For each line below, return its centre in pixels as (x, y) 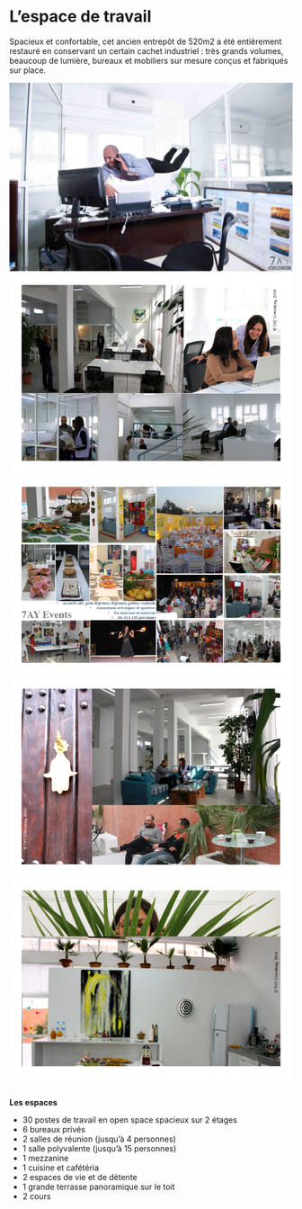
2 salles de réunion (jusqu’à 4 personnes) (99, 1139)
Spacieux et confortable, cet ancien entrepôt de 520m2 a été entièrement (146, 41)
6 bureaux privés (53, 1130)
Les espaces (34, 1103)
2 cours (36, 1196)
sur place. (28, 70)
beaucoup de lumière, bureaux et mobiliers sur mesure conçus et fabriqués (149, 60)
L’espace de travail (80, 17)
